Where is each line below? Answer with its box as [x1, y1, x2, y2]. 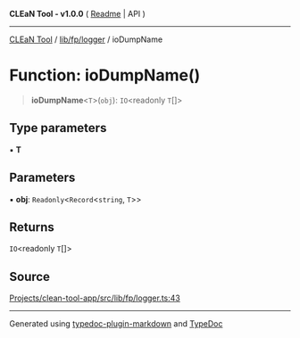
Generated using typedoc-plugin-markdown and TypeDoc [9, 318, 223, 329]
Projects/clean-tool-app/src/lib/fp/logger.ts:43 [9, 293, 180, 303]
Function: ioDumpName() [9, 65, 201, 86]
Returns [9, 219, 55, 235]
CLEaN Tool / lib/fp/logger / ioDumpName [9, 34, 163, 45]
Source [9, 268, 51, 284]
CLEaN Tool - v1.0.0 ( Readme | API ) [9, 9, 146, 19]
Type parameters [9, 120, 107, 136]
